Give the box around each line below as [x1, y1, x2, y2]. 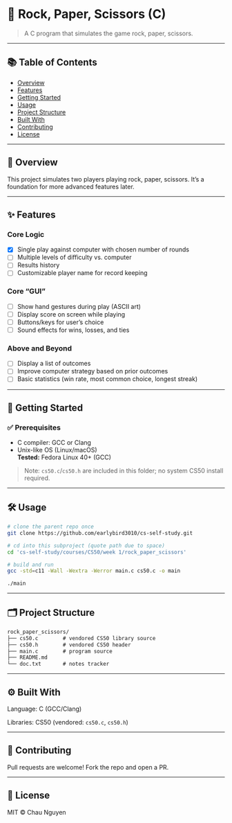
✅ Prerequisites [7, 423, 61, 432]
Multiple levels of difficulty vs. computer [17, 253, 132, 262]
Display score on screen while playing [17, 310, 126, 318]
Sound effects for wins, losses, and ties [17, 326, 130, 334]
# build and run [7, 561, 54, 568]
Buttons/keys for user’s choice [17, 318, 104, 326]
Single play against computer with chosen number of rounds [17, 245, 190, 254]
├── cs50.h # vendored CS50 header [7, 641, 131, 648]
